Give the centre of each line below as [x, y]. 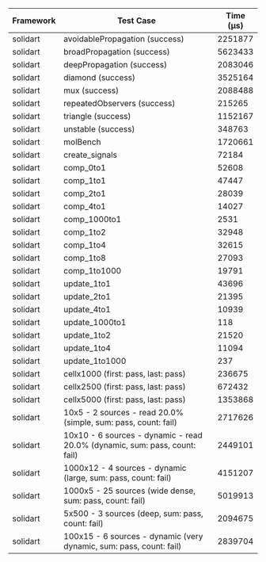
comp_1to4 [85, 245]
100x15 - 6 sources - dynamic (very [133, 536]
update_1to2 [87, 335]
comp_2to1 [85, 193]
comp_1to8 [85, 258]
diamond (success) [99, 77]
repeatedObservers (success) [119, 103]
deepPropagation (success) [115, 65]
